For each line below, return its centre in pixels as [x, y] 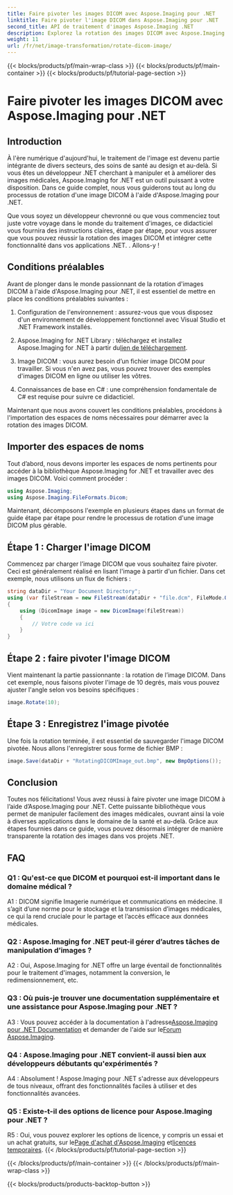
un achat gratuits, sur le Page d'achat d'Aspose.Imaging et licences [102, 1142]
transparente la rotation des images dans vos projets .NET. [91, 836]
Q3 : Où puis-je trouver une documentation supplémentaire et [113, 998]
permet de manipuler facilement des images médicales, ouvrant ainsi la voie [116, 814]
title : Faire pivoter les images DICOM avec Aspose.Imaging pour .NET [111, 14]
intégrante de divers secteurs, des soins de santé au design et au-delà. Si [112, 165]
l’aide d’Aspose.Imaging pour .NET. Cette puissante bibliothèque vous [106, 807]
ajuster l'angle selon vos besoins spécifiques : [73, 690]
